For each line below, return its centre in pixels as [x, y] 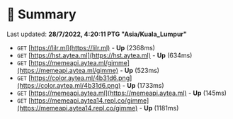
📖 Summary [41, 15]
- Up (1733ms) [143, 85]
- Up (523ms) [140, 70]
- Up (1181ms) [159, 108]
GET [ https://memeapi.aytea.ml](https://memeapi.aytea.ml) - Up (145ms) [122, 93]
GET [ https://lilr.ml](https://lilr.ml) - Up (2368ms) [86, 47]
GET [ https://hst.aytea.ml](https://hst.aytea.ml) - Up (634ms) [104, 55]
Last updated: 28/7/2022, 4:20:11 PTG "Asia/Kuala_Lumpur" [97, 34]
